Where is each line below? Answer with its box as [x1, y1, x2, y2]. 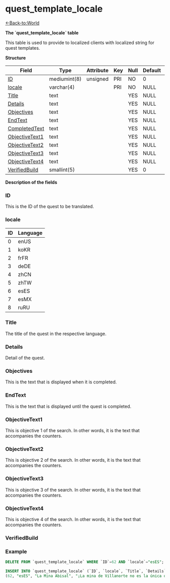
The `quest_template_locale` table [5, 29, 79, 36]
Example [5, 548, 27, 555]
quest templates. [5, 45, 40, 51]
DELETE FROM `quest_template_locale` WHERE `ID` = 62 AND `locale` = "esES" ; [5, 560, 164, 565]
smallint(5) [49, 166, 75, 173]
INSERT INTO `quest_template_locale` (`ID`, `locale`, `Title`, [5, 569, 144, 574]
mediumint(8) [49, 75, 82, 82]
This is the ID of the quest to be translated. [5, 204, 95, 210]
